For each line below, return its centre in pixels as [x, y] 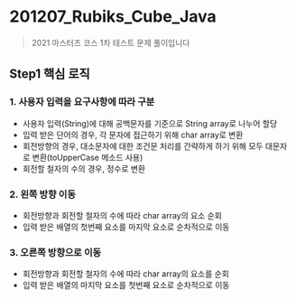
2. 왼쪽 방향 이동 [43, 194]
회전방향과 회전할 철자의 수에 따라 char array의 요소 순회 [122, 215]
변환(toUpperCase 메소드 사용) [88, 157]
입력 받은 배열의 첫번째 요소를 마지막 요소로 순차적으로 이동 [126, 227]
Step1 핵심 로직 [50, 74]
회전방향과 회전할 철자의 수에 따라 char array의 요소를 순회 [126, 274]
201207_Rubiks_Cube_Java [113, 17]
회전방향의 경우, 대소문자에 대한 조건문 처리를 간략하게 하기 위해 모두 [143, 145]
